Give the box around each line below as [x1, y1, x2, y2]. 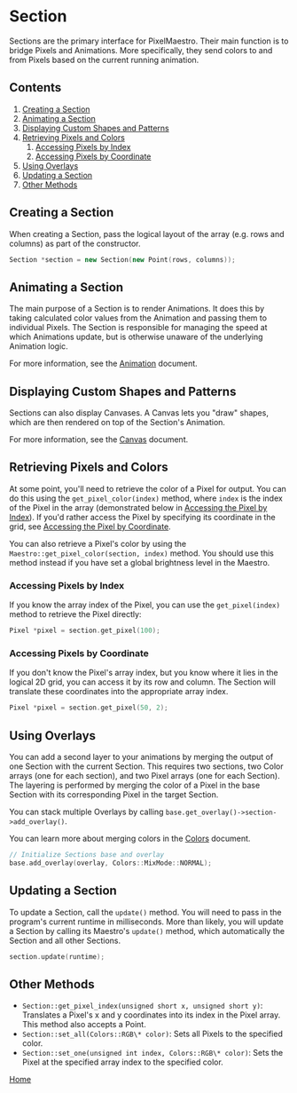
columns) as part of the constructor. [9, 238, 141, 249]
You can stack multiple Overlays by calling [9, 806, 164, 818]
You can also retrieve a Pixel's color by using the [9, 538, 187, 549]
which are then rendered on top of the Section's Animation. [9, 417, 226, 428]
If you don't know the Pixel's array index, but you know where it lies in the [9, 668, 278, 678]
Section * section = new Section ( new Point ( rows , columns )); [9, 255, 237, 264]
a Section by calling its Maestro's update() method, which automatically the [9, 925, 285, 936]
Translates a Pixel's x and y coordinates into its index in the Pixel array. [21, 1010, 281, 1020]
